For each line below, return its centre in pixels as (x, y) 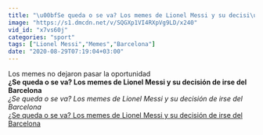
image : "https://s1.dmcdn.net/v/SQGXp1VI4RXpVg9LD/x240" (103, 23)
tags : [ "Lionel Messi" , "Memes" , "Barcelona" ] (82, 44)
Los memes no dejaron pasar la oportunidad (79, 74)
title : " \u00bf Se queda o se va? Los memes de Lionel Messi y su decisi (129, 15)
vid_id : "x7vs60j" (38, 30)
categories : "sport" (42, 37)
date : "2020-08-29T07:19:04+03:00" (66, 52)
